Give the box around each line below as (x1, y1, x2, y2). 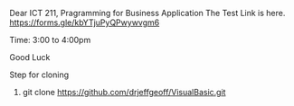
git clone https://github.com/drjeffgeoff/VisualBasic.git (22, 87, 226, 97)
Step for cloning (9, 69, 70, 80)
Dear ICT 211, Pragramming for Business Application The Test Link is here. (9, 8, 286, 18)
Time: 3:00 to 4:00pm (9, 35, 91, 45)
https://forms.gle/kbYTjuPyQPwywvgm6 (9, 17, 160, 28)
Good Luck (9, 52, 51, 62)
